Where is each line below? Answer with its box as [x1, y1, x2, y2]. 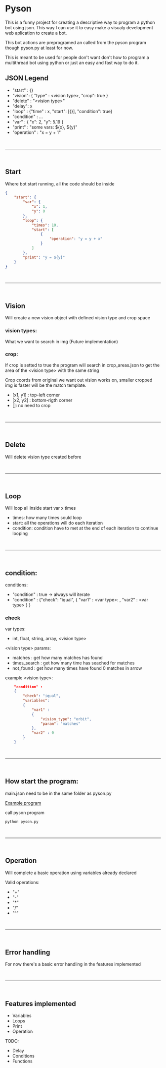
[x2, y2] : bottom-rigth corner [12, 397, 73, 403]
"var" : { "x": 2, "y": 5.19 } [12, 119, 64, 124]
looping [12, 531, 28, 536]
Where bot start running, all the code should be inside [5, 180, 115, 186]
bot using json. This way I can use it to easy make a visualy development [5, 24, 153, 30]
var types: [5, 626, 26, 632]
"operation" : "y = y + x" [49, 237, 103, 241]
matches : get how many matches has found [12, 654, 103, 660]
